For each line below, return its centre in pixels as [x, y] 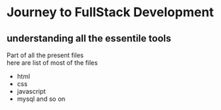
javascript [31, 91]
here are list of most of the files [52, 63]
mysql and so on [41, 99]
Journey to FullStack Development [110, 12]
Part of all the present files [45, 55]
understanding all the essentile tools [89, 38]
